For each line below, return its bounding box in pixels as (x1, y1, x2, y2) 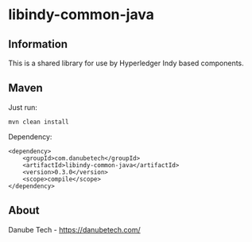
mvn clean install (8, 118, 69, 126)
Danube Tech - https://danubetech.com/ (8, 224, 141, 234)
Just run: (8, 102, 38, 112)
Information (8, 37, 68, 51)
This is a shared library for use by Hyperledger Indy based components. (8, 58, 244, 68)
